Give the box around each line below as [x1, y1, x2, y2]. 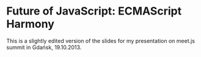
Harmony [6, 17, 55, 31]
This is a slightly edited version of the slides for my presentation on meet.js [6, 37, 196, 44]
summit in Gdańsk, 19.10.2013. [6, 44, 82, 51]
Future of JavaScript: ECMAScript [6, 4, 182, 18]
